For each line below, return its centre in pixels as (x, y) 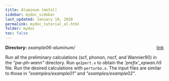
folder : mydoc (20, 29)
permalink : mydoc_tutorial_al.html (43, 24)
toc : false (17, 33)
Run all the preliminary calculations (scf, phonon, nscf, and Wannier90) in (81, 57)
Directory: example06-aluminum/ (40, 48)
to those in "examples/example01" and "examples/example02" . (71, 73)
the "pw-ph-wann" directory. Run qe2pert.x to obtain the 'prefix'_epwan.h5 (83, 63)
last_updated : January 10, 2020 (39, 19)
